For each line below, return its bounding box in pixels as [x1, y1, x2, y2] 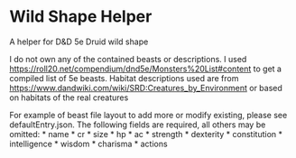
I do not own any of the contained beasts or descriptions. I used [9, 53, 247, 64]
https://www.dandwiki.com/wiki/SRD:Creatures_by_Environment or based [9, 82, 282, 93]
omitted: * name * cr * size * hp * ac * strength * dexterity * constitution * [9, 128, 282, 139]
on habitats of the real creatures [9, 92, 129, 103]
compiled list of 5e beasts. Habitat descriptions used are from [9, 72, 239, 83]
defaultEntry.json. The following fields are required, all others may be [9, 119, 266, 130]
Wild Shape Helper [9, 6, 153, 27]
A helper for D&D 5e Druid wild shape [9, 36, 149, 47]
